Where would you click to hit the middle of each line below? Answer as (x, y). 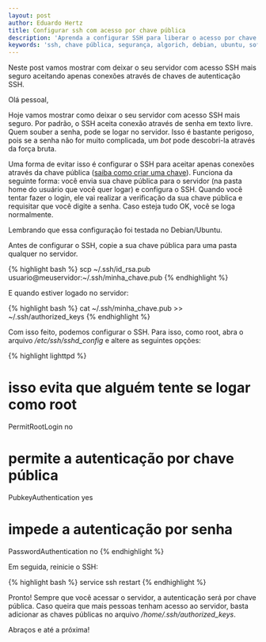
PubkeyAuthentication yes (51, 497)
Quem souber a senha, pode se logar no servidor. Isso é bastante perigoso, (131, 132)
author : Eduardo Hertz (46, 23)
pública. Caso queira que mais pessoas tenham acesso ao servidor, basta (129, 606)
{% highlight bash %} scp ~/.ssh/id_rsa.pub (79, 269)
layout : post (30, 15)
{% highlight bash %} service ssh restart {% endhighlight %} (107, 582)
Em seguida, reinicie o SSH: (53, 567)
